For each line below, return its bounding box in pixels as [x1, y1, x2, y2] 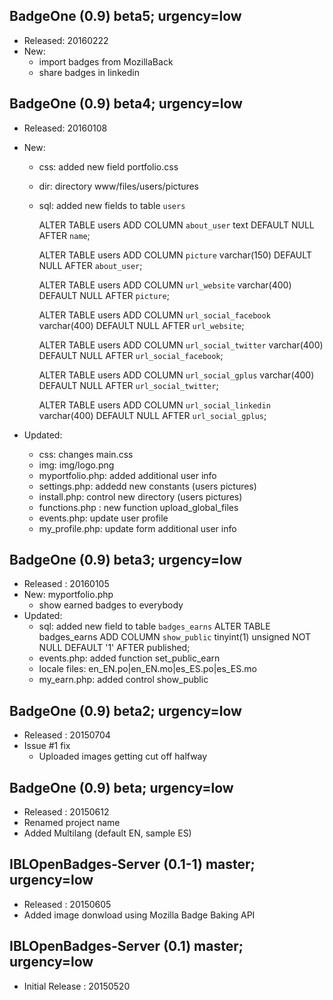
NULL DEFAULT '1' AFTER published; [38, 642, 191, 654]
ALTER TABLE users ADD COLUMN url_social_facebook [38, 309, 271, 321]
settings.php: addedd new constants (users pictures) [38, 480, 257, 492]
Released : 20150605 [23, 898, 112, 910]
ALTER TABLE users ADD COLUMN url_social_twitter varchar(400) [38, 339, 324, 351]
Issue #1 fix [23, 740, 71, 752]
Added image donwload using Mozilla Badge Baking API [23, 909, 256, 921]
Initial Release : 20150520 [23, 980, 131, 992]
